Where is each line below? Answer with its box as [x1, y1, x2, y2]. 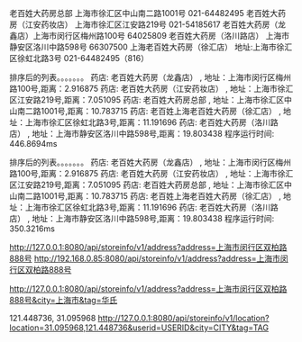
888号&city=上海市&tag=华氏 [9, 295, 118, 305]
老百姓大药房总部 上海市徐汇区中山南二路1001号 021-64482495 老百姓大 [9, 8, 279, 18]
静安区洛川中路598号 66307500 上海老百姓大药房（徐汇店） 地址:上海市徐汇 [9, 41, 293, 52]
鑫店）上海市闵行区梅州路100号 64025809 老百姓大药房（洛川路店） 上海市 [9, 31, 290, 40]
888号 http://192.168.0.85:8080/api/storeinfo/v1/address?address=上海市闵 [9, 253, 288, 264]
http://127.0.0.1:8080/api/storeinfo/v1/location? [97, 313, 270, 323]
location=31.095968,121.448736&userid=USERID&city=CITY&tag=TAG [9, 322, 269, 333]
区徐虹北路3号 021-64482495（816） [9, 53, 149, 63]
